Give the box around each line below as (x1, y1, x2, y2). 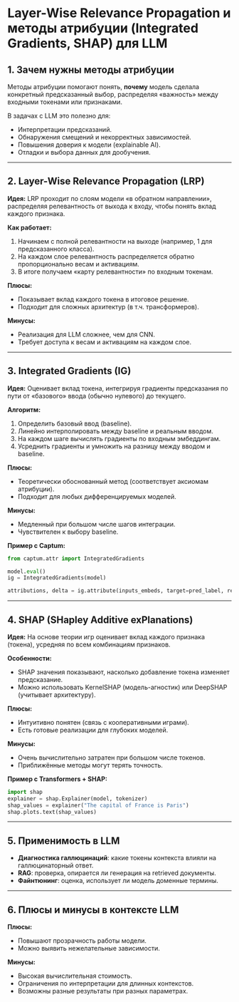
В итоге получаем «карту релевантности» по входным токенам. (17, 267, 213, 276)
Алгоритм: (7, 405, 41, 414)
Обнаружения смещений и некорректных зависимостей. (17, 133, 192, 141)
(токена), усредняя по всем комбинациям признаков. (7, 640, 171, 649)
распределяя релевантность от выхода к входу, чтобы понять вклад (7, 202, 216, 210)
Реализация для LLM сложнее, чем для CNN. (17, 330, 155, 339)
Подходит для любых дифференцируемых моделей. (17, 492, 176, 500)
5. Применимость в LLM (7, 835, 120, 847)
